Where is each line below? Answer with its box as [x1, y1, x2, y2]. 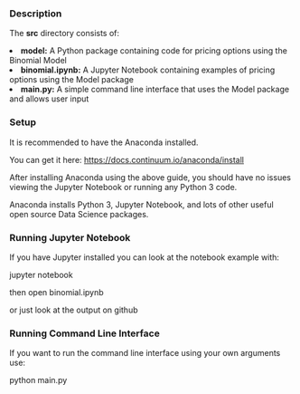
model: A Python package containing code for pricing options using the [21, 45, 287, 56]
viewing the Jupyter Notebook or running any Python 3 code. [9, 181, 238, 192]
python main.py [9, 375, 68, 386]
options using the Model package [9, 74, 134, 85]
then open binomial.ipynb [9, 286, 104, 297]
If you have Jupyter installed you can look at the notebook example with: [9, 252, 280, 263]
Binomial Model [9, 55, 68, 66]
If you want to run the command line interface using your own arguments [9, 348, 281, 359]
